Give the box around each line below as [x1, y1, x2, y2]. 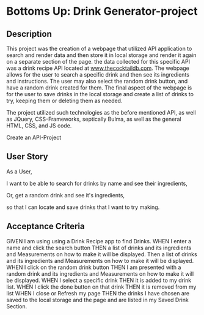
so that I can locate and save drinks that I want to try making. [6, 203, 160, 211]
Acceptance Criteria [6, 221, 85, 232]
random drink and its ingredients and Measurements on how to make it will [6, 270, 194, 277]
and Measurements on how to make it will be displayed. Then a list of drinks [6, 250, 197, 258]
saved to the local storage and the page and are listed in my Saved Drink [6, 296, 189, 303]
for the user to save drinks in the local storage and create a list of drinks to [6, 91, 194, 97]
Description [6, 29, 52, 39]
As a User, [6, 167, 32, 175]
